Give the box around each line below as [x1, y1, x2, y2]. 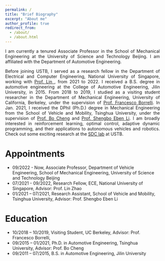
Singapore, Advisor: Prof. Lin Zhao [12, 185, 82, 191]
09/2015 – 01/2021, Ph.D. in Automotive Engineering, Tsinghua [12, 240, 138, 246]
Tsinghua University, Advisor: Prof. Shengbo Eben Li [12, 196, 118, 202]
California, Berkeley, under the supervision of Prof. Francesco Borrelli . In [5, 99, 160, 105]
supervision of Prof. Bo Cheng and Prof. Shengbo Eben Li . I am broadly [5, 115, 160, 121]
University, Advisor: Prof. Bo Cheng [12, 245, 84, 251]
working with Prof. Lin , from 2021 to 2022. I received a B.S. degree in [5, 78, 161, 84]
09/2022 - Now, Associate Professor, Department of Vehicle [12, 164, 134, 170]
